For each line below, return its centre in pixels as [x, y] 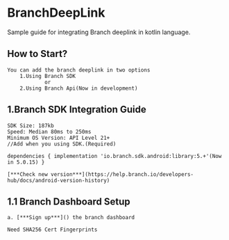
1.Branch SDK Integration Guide [77, 110]
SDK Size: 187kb [31, 126]
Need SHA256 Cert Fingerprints [52, 230]
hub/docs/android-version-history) [59, 180]
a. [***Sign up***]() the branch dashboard [71, 218]
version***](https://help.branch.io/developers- [122, 174]
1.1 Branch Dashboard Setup [69, 201]
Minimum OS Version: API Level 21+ [59, 138]
